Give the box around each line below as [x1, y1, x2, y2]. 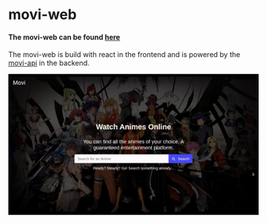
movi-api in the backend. [8, 58, 90, 68]
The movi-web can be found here [8, 32, 121, 41]
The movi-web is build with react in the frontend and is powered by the [8, 50, 241, 60]
